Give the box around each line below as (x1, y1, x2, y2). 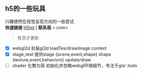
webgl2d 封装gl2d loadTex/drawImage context (12, 45, 107, 51)
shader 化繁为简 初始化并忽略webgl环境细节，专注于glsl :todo (12, 62, 138, 68)
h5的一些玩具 (5, 4, 46, 13)
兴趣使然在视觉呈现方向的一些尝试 (5, 18, 74, 24)
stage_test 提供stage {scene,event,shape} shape (12, 51, 112, 57)
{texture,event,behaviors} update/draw (12, 56, 91, 62)
